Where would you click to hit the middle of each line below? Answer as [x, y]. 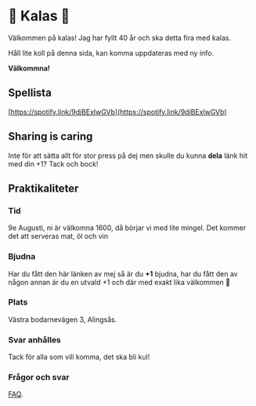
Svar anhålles [34, 339]
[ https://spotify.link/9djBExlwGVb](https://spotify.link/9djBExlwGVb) [117, 112]
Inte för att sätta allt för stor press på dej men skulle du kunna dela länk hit [128, 155]
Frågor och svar [39, 378]
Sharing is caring [50, 137]
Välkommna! [29, 68]
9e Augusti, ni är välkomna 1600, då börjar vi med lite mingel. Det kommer [127, 228]
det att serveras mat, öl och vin [58, 236]
